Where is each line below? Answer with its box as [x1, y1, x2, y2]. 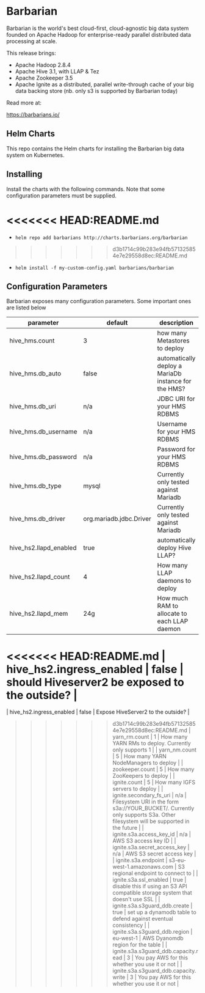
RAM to [157, 602, 179, 610]
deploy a [157, 362, 182, 371]
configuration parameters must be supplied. [6, 191, 117, 199]
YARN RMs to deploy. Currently [112, 740, 191, 747]
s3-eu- [168, 857, 186, 864]
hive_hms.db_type [9, 482, 62, 490]
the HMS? [157, 385, 185, 393]
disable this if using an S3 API [112, 882, 187, 890]
